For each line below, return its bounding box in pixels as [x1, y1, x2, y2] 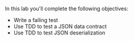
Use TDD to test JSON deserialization [13, 29, 106, 36]
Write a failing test [13, 17, 58, 23]
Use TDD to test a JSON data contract [13, 23, 107, 30]
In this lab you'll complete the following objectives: [5, 5, 129, 12]
